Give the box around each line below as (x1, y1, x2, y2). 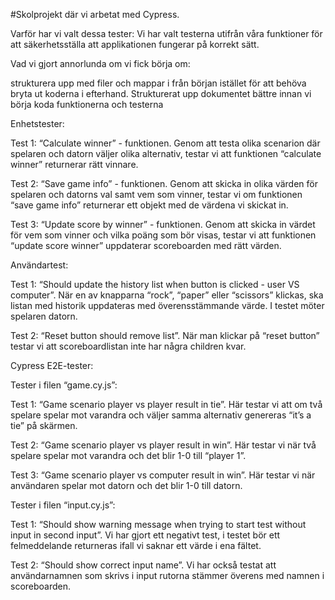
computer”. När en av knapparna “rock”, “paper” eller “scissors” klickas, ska (10, 289, 324, 301)
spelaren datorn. (10, 310, 78, 322)
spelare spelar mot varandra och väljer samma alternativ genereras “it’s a (10, 409, 312, 421)
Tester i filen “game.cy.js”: (10, 379, 118, 391)
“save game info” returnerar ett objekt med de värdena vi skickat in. (10, 199, 289, 211)
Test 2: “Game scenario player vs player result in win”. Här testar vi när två (10, 439, 317, 451)
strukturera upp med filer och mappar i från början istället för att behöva (10, 77, 307, 89)
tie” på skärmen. (10, 420, 78, 431)
